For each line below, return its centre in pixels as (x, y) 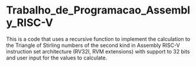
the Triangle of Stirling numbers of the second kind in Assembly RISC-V (93, 45)
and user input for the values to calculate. (57, 58)
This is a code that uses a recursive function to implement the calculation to (98, 39)
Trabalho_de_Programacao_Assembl (98, 10)
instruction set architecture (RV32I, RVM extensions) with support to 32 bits (98, 51)
